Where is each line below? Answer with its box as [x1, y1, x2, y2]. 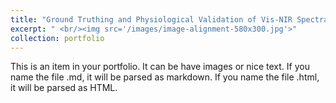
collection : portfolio [10, 33, 105, 43]
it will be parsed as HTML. [10, 82, 118, 94]
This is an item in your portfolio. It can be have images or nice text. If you [10, 61, 310, 73]
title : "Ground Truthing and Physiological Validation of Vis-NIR [10, 14, 293, 25]
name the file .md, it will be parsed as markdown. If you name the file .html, [10, 71, 320, 83]
